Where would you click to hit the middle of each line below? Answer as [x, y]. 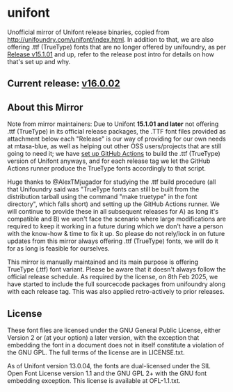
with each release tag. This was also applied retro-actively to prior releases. [116, 292]
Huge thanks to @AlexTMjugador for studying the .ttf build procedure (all [112, 182]
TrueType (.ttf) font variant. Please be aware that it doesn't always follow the [116, 269]
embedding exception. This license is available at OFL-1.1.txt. [94, 380]
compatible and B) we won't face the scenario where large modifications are [116, 219]
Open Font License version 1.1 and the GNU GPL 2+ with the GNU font [107, 373]
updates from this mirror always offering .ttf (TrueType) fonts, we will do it [113, 241]
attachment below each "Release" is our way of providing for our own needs [116, 139]
